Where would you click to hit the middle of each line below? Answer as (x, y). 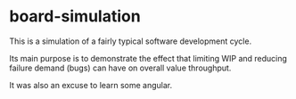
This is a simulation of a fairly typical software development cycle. (131, 41)
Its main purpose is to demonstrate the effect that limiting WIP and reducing (148, 58)
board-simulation (75, 16)
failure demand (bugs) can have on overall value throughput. (120, 68)
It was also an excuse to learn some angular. (90, 85)
